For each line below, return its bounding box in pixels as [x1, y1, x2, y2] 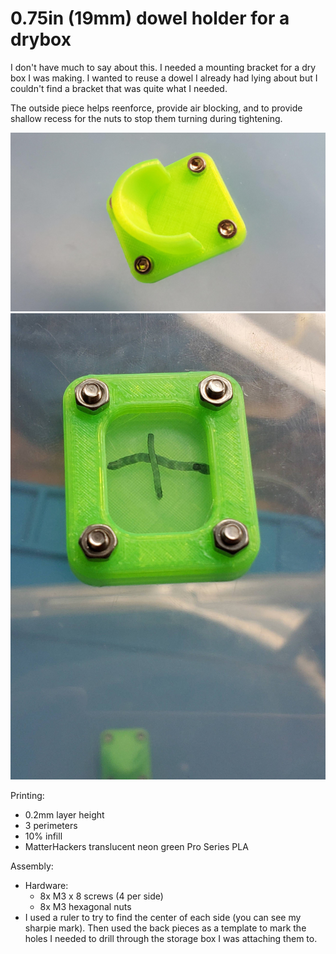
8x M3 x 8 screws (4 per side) [39, 890, 164, 902]
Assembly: [10, 860, 54, 872]
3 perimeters [24, 820, 78, 832]
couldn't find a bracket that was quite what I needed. [10, 82, 228, 94]
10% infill [24, 830, 63, 842]
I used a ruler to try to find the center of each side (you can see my [24, 912, 302, 924]
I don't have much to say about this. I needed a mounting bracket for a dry [10, 61, 317, 73]
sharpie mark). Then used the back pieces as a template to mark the [24, 922, 307, 934]
